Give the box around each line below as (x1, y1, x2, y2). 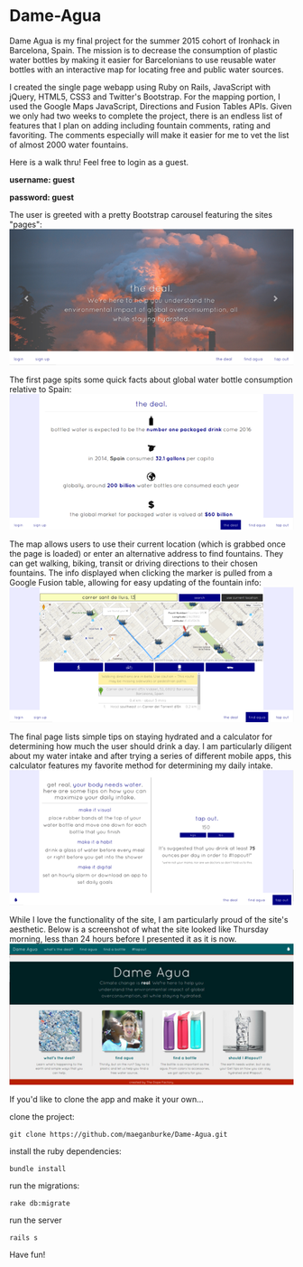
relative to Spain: (9, 384, 72, 395)
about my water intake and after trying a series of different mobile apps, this (9, 751, 292, 762)
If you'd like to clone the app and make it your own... (9, 1094, 205, 1105)
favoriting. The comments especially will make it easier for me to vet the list (9, 129, 289, 140)
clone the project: (9, 1112, 75, 1122)
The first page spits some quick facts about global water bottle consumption (9, 374, 293, 385)
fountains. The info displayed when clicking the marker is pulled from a (9, 568, 273, 578)
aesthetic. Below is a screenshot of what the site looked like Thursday (9, 924, 269, 935)
